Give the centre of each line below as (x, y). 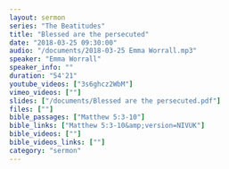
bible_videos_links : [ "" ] (57, 142)
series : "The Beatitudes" (57, 26)
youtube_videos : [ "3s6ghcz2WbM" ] (71, 84)
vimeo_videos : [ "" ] (45, 92)
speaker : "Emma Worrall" (55, 59)
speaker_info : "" (41, 68)
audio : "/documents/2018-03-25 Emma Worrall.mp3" (103, 51)
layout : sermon (37, 17)
